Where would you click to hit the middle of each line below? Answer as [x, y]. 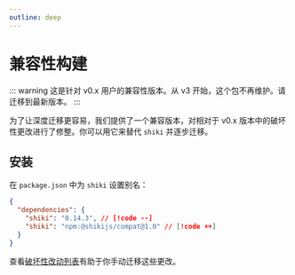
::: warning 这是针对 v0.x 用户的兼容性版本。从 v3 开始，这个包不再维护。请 [147, 90]
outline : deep [36, 17]
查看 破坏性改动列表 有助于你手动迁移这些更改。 [95, 261]
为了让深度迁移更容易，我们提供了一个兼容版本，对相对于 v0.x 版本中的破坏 [147, 120]
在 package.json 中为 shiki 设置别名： [79, 185]
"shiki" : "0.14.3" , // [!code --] [89, 218]
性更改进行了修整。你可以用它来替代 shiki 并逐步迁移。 [111, 131]
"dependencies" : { [52, 210]
